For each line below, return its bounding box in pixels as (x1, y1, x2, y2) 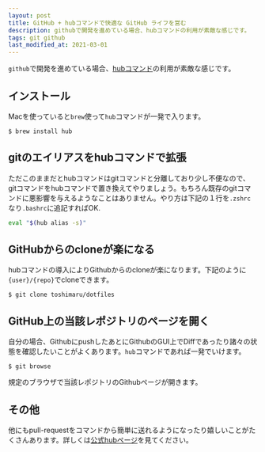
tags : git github (8, 33, 66, 42)
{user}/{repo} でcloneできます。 (8, 275, 113, 285)
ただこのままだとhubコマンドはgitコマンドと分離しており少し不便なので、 (8, 173, 251, 183)
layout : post (8, 11, 51, 20)
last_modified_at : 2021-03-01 (8, 41, 108, 49)
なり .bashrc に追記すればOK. (8, 203, 101, 212)
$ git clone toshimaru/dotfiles (8, 291, 115, 299)
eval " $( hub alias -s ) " (8, 218, 87, 226)
